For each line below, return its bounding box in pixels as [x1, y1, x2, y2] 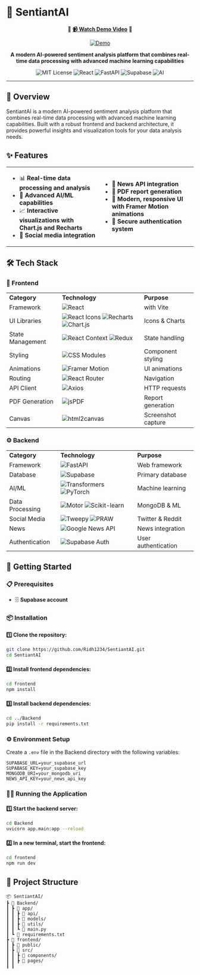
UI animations [143, 365, 183, 373]
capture [143, 418, 166, 427]
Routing [9, 374, 31, 383]
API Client [9, 384, 37, 392]
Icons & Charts [143, 317, 186, 325]
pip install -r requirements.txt [6, 721, 89, 727]
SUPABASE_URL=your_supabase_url [6, 760, 86, 766]
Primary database [137, 470, 187, 479]
